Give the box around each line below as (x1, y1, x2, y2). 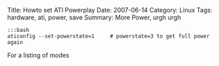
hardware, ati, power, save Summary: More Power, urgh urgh (7, 13, 181, 22)
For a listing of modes (7, 51, 70, 59)
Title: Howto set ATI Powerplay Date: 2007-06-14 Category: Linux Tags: (7, 6, 213, 14)
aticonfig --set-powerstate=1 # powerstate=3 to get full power (7, 33, 210, 40)
